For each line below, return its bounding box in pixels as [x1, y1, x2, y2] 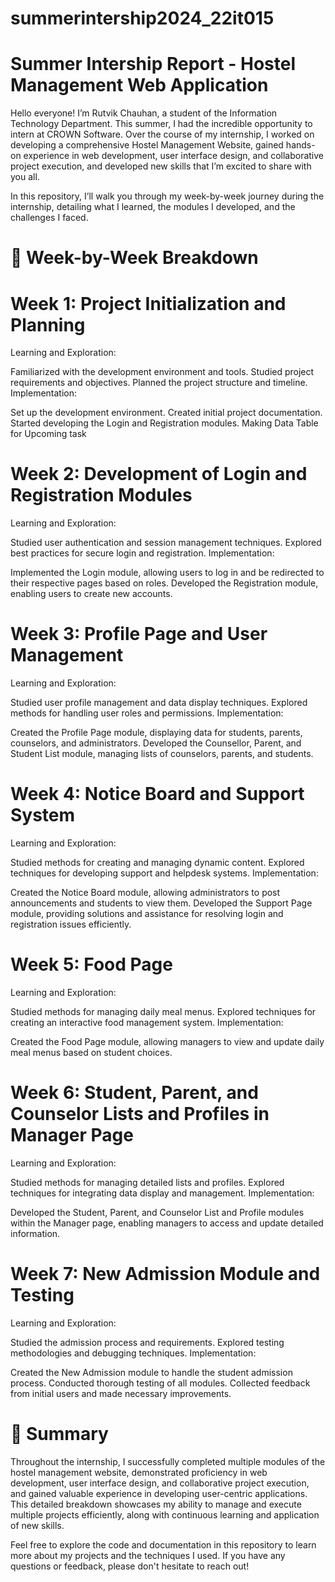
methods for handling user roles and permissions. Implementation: [10, 707, 284, 719]
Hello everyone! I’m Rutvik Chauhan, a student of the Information [10, 107, 278, 119]
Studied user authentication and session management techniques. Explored [10, 537, 322, 549]
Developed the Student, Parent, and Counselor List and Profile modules [10, 1206, 305, 1218]
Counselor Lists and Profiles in [10, 1103, 270, 1126]
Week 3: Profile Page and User [10, 623, 268, 646]
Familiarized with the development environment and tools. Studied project [10, 366, 315, 378]
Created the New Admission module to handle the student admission [10, 1366, 293, 1378]
